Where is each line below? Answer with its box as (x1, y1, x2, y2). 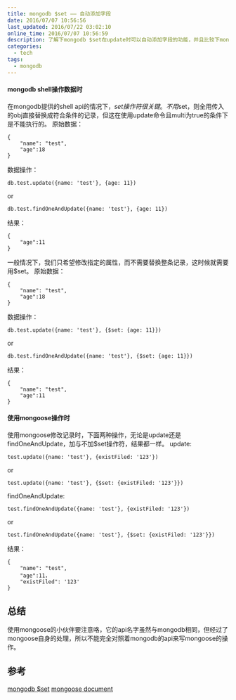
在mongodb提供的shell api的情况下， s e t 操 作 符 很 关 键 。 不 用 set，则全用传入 (7, 102, 225, 110)
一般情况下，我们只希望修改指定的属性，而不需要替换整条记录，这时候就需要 (7, 258, 229, 266)
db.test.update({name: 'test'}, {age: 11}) (7, 179, 137, 186)
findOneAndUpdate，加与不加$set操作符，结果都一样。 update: (7, 440, 192, 448)
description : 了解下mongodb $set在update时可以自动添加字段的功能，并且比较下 (7, 37, 220, 44)
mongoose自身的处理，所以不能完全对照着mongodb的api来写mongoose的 (7, 634, 223, 642)
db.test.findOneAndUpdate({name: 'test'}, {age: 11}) (7, 205, 169, 212)
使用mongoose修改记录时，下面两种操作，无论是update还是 (7, 431, 181, 439)
